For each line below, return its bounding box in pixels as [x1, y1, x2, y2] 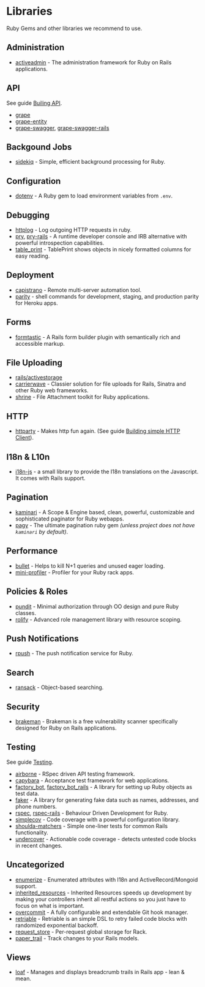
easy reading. [15, 253, 50, 259]
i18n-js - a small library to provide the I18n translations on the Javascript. [15, 468, 199, 476]
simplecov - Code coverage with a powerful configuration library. [15, 815, 181, 823]
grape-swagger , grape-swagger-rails [15, 124, 110, 131]
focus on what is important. [15, 902, 84, 909]
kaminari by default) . [15, 528, 69, 535]
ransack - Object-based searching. [15, 684, 104, 691]
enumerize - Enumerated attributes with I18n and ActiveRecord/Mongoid [15, 875, 198, 883]
